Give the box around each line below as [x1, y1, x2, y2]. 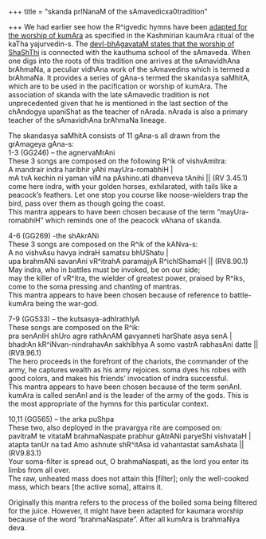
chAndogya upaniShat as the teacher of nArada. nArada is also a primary [8, 107, 248, 116]
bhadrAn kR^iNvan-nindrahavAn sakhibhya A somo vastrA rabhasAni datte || [8, 340, 259, 349]
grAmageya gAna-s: [8, 140, 74, 148]
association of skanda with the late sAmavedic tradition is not [8, 90, 209, 99]
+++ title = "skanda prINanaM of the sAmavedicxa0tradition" [8, 7, 209, 16]
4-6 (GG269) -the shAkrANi [8, 231, 100, 240]
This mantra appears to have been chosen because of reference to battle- [8, 290, 252, 300]
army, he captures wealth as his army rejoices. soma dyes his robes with [8, 365, 247, 374]
